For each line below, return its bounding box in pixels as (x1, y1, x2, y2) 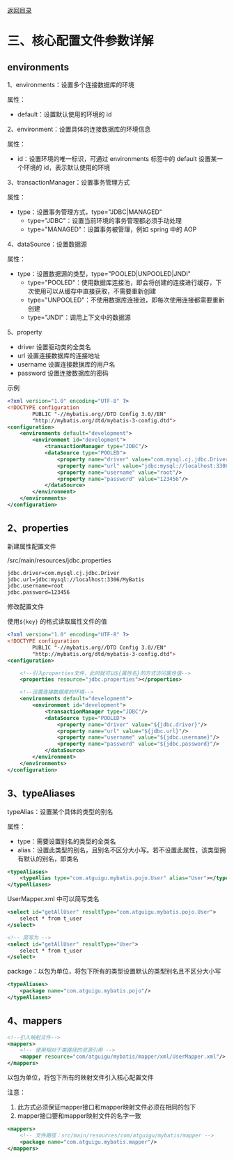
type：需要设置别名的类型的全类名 (17, 837, 116, 845)
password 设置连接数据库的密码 (17, 369, 109, 377)
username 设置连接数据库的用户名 (17, 360, 116, 368)
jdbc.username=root (7, 583, 64, 590)
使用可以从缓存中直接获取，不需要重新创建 (33, 287, 157, 295)
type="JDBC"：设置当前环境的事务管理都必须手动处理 (27, 217, 182, 224)
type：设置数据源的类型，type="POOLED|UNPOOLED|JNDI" (17, 270, 192, 277)
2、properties (7, 522, 69, 535)
